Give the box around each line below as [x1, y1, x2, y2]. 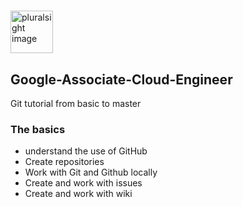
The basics [10, 122, 66, 136]
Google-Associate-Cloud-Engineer [10, 71, 233, 88]
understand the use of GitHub [24, 145, 148, 157]
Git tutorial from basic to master [10, 98, 142, 109]
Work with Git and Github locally [24, 166, 158, 179]
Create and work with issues [24, 177, 143, 189]
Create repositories [24, 156, 105, 168]
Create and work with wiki [24, 188, 133, 200]
